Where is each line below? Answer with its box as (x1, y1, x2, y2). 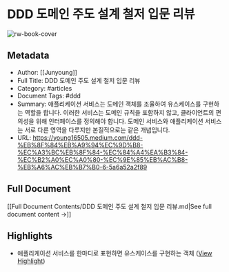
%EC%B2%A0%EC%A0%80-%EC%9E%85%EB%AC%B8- (17, 155, 188, 163)
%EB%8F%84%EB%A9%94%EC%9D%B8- (17, 140, 143, 149)
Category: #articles (17, 84, 72, 92)
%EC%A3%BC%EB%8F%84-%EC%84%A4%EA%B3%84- (17, 148, 188, 156)
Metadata (7, 50, 50, 62)
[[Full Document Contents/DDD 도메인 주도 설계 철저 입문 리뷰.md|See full (7, 202, 212, 210)
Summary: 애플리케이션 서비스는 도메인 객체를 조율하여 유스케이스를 (17, 100, 201, 108)
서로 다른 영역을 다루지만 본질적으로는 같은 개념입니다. (24, 125, 170, 134)
